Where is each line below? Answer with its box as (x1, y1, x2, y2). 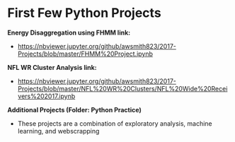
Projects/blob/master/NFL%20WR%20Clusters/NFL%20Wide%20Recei (17, 84, 228, 93)
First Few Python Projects (7, 5, 161, 21)
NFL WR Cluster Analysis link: (7, 63, 97, 71)
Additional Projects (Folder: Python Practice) (7, 105, 142, 114)
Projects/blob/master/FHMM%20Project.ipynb (17, 49, 154, 58)
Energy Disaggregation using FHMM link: (7, 28, 131, 37)
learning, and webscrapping (17, 126, 100, 135)
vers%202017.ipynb (17, 92, 76, 100)
